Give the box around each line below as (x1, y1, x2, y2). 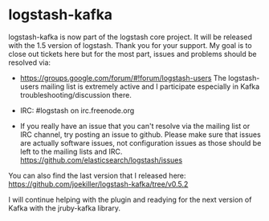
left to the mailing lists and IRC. (19, 147, 123, 156)
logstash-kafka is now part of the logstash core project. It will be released (8, 32, 253, 42)
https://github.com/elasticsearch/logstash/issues (19, 155, 183, 165)
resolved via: (8, 58, 51, 67)
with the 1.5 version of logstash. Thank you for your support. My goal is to (8, 40, 252, 50)
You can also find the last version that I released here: (8, 171, 186, 180)
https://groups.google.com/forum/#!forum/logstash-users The (19, 73, 227, 82)
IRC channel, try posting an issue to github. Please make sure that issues (19, 130, 261, 139)
